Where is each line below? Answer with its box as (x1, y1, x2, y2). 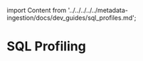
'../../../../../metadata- (68, 6, 129, 14)
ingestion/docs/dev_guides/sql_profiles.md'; (6, 13, 137, 22)
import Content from (6, 6, 67, 14)
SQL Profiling (6, 38, 86, 55)
